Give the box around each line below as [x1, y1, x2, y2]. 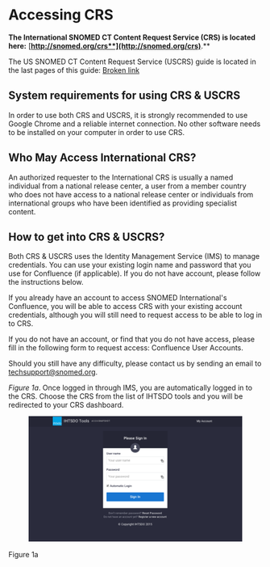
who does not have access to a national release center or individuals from [8, 189, 254, 199]
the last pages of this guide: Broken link [8, 65, 139, 74]
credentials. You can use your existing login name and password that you [8, 260, 251, 270]
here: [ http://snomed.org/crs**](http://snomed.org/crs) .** [8, 40, 211, 50]
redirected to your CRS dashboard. [8, 400, 124, 410]
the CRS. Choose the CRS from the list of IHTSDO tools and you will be [8, 391, 243, 401]
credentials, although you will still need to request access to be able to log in [8, 310, 263, 320]
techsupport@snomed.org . [8, 367, 98, 377]
